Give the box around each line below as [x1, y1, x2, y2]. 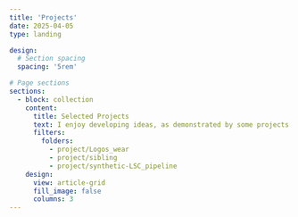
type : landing [9, 29, 62, 38]
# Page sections [9, 79, 70, 88]
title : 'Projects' [9, 13, 78, 22]
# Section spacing [17, 54, 87, 63]
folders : [41, 137, 74, 146]
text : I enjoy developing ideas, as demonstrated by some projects [32, 120, 290, 129]
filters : [32, 129, 66, 138]
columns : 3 [32, 195, 74, 204]
